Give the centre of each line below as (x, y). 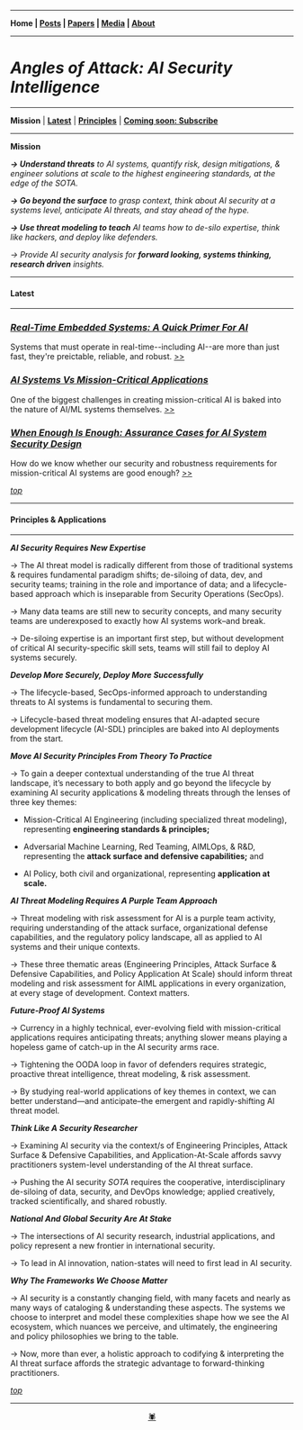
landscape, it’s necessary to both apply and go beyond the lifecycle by (141, 783)
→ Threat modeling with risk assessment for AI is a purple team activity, (143, 919)
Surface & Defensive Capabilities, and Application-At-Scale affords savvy (146, 1155)
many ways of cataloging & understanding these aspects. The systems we (148, 1308)
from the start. (37, 738)
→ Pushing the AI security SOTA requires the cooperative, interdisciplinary (148, 1182)
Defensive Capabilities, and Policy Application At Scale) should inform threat (151, 974)
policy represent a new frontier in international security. (113, 1246)
